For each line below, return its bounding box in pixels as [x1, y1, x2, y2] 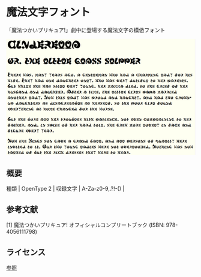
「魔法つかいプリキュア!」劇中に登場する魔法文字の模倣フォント [6, 26, 166, 34]
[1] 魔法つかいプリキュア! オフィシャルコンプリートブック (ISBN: [6, 221, 165, 228]
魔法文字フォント [6, 5, 91, 19]
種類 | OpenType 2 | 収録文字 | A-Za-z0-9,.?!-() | [6, 185, 125, 192]
